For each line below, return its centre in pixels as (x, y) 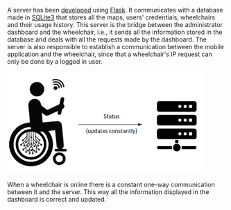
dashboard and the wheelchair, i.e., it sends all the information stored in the (115, 32)
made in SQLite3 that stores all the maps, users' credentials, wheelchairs (111, 17)
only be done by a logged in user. (55, 61)
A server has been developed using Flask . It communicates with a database (115, 10)
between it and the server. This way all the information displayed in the (108, 192)
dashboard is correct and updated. (57, 199)
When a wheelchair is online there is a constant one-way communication (111, 184)
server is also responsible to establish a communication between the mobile (115, 47)
